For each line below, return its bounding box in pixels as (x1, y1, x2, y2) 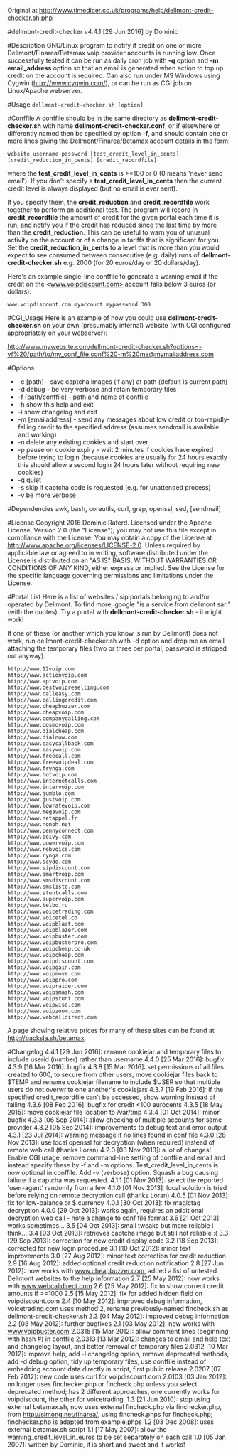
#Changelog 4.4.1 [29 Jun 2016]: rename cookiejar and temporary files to (7, 1048, 222, 1056)
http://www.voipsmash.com (7, 989, 84, 996)
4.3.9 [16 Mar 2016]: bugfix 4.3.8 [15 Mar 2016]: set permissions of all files (7, 1063, 224, 1071)
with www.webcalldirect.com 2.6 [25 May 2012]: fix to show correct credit (7, 1282, 225, 1290)
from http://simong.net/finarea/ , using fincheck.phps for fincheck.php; (7, 1410, 213, 1418)
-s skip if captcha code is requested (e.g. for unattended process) (17, 483, 211, 491)
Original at (7, 6, 38, 14)
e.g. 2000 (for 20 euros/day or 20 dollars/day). (63, 259, 200, 267)
